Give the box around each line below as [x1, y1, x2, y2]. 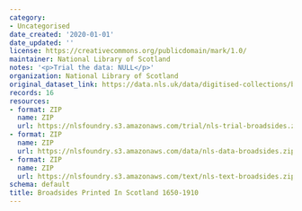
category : [9, 13, 47, 22]
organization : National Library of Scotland [9, 72, 179, 81]
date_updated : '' [9, 38, 75, 48]
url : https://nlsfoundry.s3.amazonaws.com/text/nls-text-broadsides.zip [17, 171, 296, 180]
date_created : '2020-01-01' [9, 30, 115, 39]
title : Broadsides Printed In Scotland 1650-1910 [9, 189, 200, 198]
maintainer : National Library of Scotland [9, 55, 171, 64]
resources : [9, 96, 50, 106]
